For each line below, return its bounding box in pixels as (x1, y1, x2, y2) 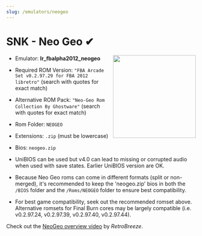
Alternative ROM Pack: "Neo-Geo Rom (14, 96, 105, 103)
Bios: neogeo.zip (14, 144, 56, 151)
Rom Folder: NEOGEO (14, 120, 63, 128)
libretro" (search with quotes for (14, 78, 99, 85)
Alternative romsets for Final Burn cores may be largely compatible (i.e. (14, 204, 192, 211)
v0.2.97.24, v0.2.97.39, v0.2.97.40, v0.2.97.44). (14, 211, 131, 218)
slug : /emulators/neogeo (6, 8, 69, 15)
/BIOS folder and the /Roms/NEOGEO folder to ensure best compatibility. (14, 186, 186, 193)
